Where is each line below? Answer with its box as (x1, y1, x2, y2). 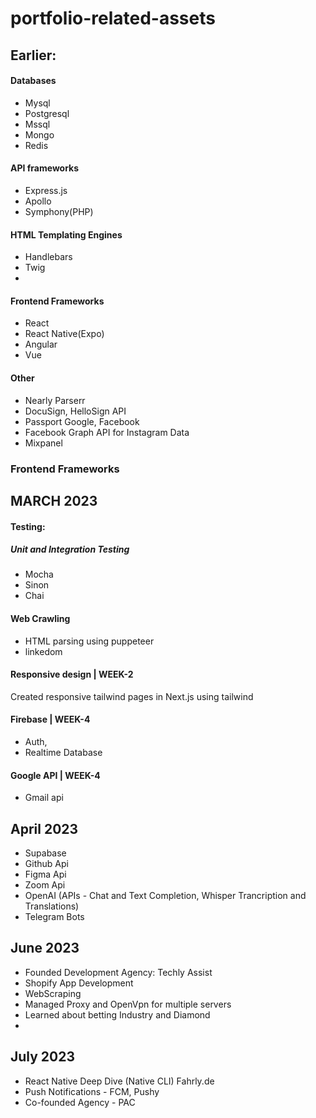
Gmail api (24, 792, 64, 804)
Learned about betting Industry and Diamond (24, 1008, 211, 1021)
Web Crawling (10, 613, 71, 625)
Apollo (24, 195, 52, 207)
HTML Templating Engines (10, 228, 123, 241)
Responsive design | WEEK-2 (10, 668, 134, 681)
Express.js (24, 184, 68, 196)
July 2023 (10, 1048, 76, 1066)
